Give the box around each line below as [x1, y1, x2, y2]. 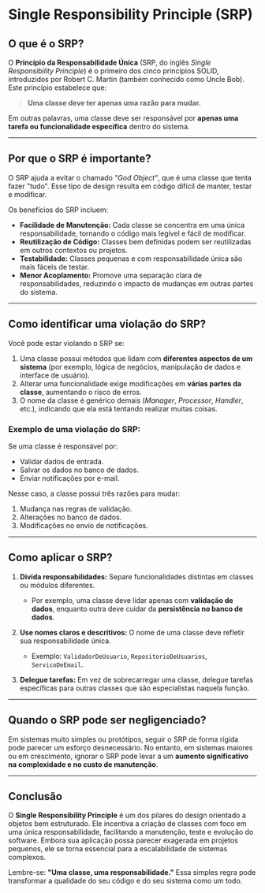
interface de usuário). [19, 370, 91, 380]
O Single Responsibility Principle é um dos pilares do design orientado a [8, 810, 246, 820]
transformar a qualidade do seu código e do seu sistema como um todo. [8, 876, 243, 886]
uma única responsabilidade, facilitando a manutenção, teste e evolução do [8, 828, 254, 837]
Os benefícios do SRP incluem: [8, 205, 109, 214]
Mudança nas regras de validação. [19, 504, 132, 513]
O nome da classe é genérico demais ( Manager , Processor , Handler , [19, 396, 244, 405]
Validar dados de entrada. [19, 456, 104, 466]
